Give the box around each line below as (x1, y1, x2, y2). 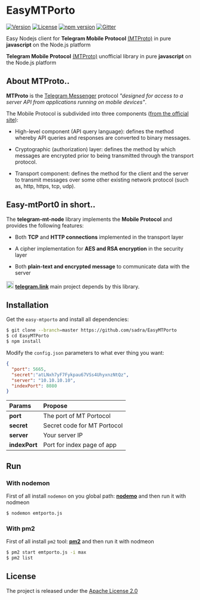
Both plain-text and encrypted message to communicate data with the (14, 262, 190, 270)
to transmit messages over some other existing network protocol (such (14, 176, 189, 183)
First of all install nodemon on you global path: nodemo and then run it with (6, 492, 186, 499)
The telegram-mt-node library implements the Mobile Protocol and (6, 215, 173, 223)
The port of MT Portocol (43, 412, 111, 420)
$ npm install (6, 339, 42, 345)
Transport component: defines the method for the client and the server (14, 170, 189, 177)
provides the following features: (6, 221, 85, 229)
